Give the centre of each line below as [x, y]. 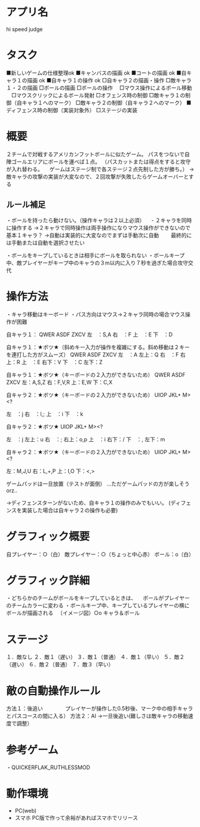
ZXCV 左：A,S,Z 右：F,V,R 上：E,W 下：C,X [59, 382]
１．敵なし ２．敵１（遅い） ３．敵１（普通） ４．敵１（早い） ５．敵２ [96, 657]
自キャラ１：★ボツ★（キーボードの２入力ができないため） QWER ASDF [96, 374]
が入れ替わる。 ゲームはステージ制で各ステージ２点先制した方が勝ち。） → [100, 169]
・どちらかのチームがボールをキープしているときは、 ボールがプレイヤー [98, 598]
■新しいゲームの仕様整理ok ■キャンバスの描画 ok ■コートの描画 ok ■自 [96, 73]
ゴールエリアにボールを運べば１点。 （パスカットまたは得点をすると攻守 [101, 161]
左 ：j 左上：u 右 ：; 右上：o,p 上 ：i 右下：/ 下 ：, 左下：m [86, 439]
